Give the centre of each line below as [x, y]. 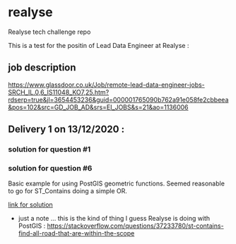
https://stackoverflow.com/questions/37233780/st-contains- [136, 226]
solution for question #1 [49, 150]
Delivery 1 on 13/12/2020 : [66, 129]
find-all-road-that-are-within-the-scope [76, 233]
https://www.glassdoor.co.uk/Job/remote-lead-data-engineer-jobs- [107, 85]
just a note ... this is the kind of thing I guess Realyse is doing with [114, 219]
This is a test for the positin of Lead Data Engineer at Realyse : [99, 45]
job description [42, 68]
